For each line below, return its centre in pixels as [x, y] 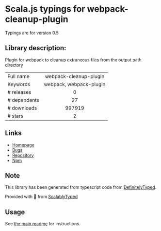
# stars [15, 116]
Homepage [23, 145]
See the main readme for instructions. [43, 224]
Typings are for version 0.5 [32, 33]
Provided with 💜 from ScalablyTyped [41, 197]
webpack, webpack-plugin [75, 84]
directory [14, 65]
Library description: [36, 48]
